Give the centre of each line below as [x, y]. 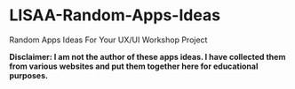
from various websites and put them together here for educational [134, 66]
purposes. [29, 75]
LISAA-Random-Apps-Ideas [115, 15]
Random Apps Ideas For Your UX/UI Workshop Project [108, 40]
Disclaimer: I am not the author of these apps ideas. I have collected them [147, 56]
